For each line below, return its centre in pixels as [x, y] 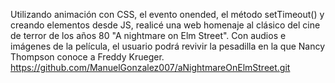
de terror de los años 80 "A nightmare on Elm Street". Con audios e [148, 35]
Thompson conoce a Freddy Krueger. [87, 57]
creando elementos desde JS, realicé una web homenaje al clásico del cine [165, 25]
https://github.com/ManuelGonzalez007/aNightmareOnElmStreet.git [150, 67]
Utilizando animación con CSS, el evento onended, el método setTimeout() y [167, 14]
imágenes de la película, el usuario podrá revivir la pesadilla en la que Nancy [168, 46]
